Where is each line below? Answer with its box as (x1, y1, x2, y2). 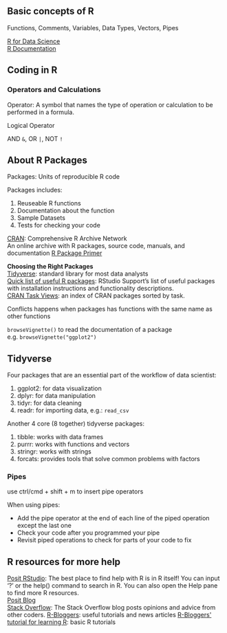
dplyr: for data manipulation (17, 392, 96, 400)
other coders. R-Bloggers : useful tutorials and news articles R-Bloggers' (7, 611, 212, 619)
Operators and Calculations (7, 85, 101, 95)
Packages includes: (7, 186, 63, 195)
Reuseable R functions (17, 199, 81, 208)
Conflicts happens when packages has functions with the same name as (7, 305, 213, 313)
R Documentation (7, 44, 56, 52)
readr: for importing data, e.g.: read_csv (17, 406, 129, 414)
